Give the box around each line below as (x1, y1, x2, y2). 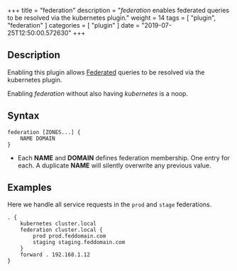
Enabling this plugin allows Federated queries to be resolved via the (7, 67, 205, 77)
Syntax (7, 110, 40, 122)
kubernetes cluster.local (20, 220, 97, 228)
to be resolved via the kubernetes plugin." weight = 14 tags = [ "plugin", (7, 13, 216, 22)
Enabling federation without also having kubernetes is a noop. (7, 89, 188, 98)
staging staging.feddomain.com (33, 239, 126, 246)
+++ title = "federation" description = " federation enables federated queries (7, 6, 229, 14)
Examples (7, 182, 52, 194)
